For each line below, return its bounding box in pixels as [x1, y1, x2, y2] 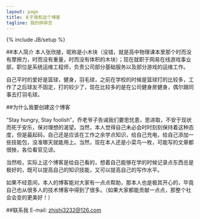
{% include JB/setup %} [6, 36, 65, 44]
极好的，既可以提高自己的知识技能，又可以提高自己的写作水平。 [6, 166, 162, 174]
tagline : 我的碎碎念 [6, 20, 52, 26]
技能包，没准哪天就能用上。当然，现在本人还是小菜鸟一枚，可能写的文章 [11, 138, 189, 146]
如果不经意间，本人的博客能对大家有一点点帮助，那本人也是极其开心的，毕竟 [6, 179, 194, 186]
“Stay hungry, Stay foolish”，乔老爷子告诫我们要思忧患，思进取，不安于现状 [6, 116, 192, 124]
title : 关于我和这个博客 [6, 14, 61, 20]
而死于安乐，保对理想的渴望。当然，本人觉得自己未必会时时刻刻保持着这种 [6, 124, 189, 131]
